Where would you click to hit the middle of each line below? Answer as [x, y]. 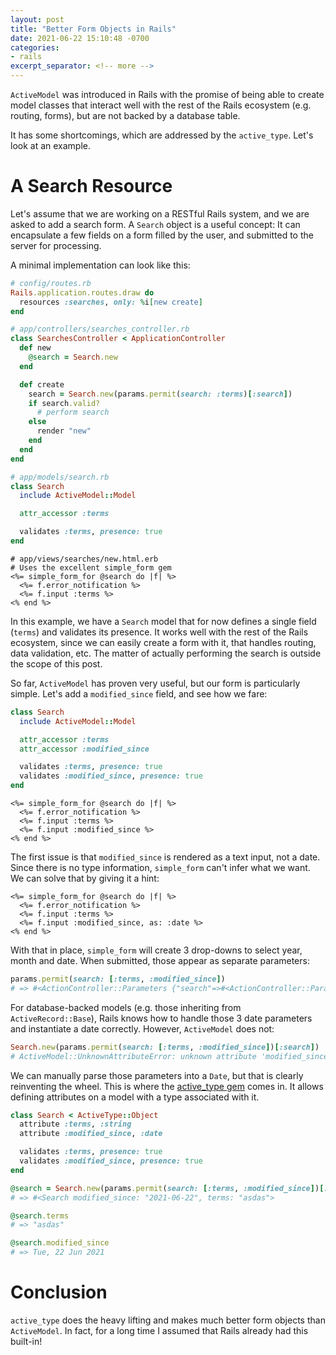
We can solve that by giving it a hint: [85, 878]
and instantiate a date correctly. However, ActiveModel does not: [142, 1028]
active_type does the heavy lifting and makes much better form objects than [168, 1320]
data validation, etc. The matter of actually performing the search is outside [166, 653]
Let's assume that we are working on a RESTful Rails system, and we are [160, 213]
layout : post [37, 19]
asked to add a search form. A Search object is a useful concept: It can [155, 224]
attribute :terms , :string [75, 1124]
